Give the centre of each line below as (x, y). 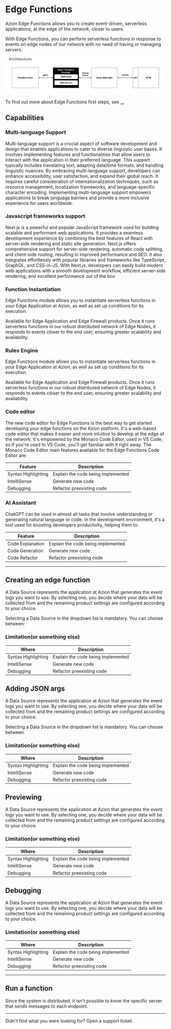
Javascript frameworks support (45, 216)
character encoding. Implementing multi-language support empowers (78, 192)
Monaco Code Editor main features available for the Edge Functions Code (82, 450)
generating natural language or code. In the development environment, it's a (85, 519)
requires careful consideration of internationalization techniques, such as (82, 181)
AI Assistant (21, 503)
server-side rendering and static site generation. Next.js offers (71, 244)
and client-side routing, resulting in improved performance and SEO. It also (84, 254)
